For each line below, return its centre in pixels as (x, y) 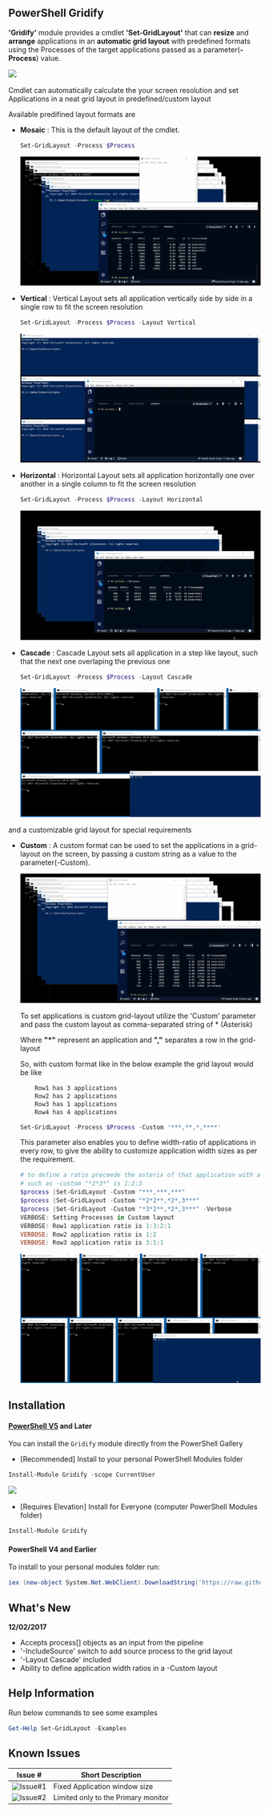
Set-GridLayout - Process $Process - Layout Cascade (106, 677)
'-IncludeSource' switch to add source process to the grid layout (126, 1651)
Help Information (51, 1693)
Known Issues (44, 1753)
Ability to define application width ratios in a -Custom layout (118, 1668)
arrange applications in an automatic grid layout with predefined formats (129, 41)
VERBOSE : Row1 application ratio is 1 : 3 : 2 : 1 (95, 1226)
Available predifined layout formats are (72, 114)
